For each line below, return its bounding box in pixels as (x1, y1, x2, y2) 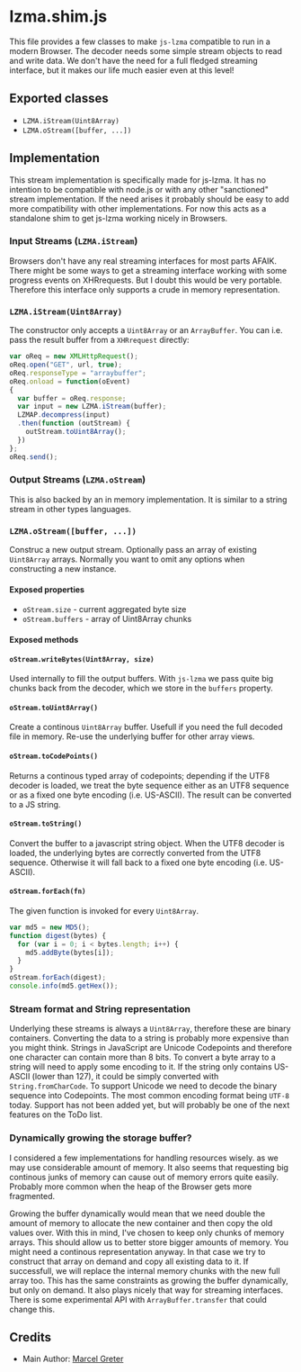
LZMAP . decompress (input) (17, 411, 111, 420)
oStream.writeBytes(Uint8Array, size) (9, 654, 155, 663)
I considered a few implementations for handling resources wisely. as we (9, 1152, 279, 1163)
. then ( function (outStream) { (17, 419, 130, 429)
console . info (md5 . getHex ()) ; (9, 981, 119, 991)
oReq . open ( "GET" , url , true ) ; (9, 360, 123, 370)
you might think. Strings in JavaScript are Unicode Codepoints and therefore (9, 1043, 292, 1053)
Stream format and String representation (9, 1002, 191, 1015)
